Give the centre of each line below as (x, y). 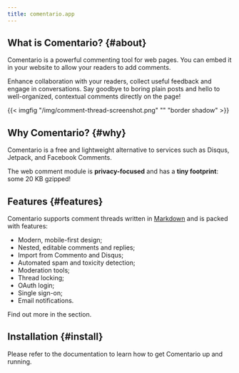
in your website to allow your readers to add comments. (89, 68)
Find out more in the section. (50, 315)
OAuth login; (36, 285)
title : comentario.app (41, 14)
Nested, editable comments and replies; (76, 247)
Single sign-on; (40, 293)
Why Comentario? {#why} (67, 133)
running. (20, 362)
